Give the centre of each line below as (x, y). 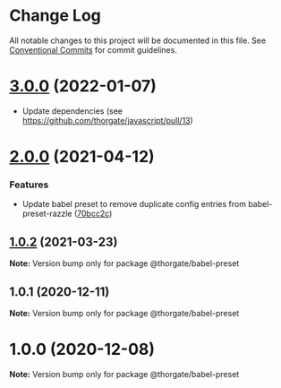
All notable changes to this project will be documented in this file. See (138, 40)
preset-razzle (47, 214)
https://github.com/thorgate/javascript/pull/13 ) (108, 120)
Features (29, 185)
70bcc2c (94, 214)
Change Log (55, 16)
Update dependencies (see (72, 111)
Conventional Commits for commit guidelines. (93, 49)
